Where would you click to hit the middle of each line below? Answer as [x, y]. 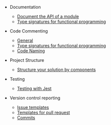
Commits [26, 118]
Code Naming [31, 51]
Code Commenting [29, 31]
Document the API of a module [48, 16]
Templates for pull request [43, 112]
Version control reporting [35, 98]
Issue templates [33, 107]
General [25, 40]
